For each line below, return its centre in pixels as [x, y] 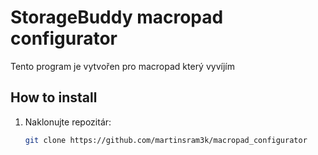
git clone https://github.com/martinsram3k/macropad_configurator [166, 140]
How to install [54, 97]
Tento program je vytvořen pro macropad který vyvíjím [122, 66]
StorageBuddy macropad [117, 17]
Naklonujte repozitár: [68, 122]
